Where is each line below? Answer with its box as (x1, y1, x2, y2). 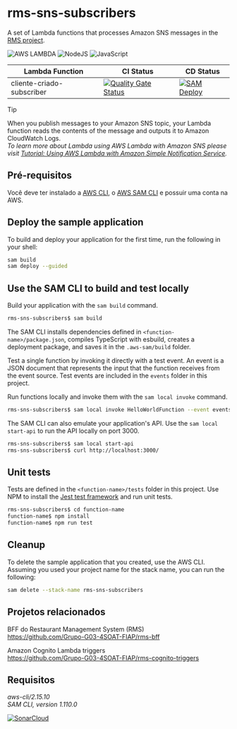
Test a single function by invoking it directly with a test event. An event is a (7, 356, 224, 365)
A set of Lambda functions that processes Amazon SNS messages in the (7, 28, 219, 37)
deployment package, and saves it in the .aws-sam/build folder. (7, 343, 191, 351)
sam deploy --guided (7, 263, 68, 270)
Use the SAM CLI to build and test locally (7, 282, 189, 294)
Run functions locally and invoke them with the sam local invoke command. (7, 392, 228, 401)
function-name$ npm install (7, 513, 90, 520)
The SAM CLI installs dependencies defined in (7, 327, 142, 336)
